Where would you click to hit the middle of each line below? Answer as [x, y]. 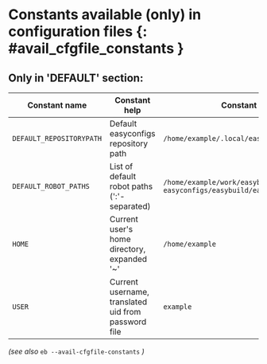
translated [129, 302]
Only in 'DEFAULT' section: [76, 78]
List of [122, 166]
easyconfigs [133, 133]
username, [130, 292]
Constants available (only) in [104, 15]
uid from [126, 312]
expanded [129, 259]
